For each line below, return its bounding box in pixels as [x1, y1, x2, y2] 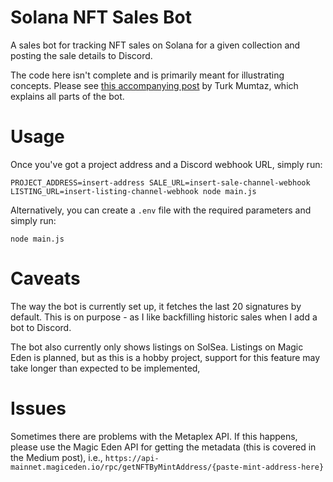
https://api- [104, 453, 160, 463]
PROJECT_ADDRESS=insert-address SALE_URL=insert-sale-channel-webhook [10, 177, 311, 188]
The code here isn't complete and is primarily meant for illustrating [10, 69, 285, 81]
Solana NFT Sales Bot [10, 6, 192, 29]
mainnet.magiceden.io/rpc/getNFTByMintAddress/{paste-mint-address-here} [10, 462, 325, 472]
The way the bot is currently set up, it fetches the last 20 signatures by [10, 300, 302, 312]
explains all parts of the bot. [10, 90, 125, 102]
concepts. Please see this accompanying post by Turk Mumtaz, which [10, 79, 299, 91]
